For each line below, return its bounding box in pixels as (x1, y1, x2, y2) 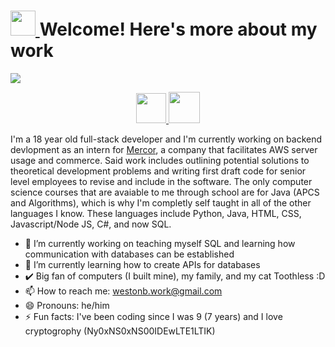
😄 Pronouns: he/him (24, 299, 110, 311)
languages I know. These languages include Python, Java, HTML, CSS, (10, 207, 302, 219)
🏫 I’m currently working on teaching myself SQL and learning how (24, 237, 296, 249)
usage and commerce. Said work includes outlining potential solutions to (10, 154, 310, 166)
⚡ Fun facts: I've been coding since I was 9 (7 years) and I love (24, 310, 283, 322)
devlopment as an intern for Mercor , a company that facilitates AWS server (10, 143, 318, 155)
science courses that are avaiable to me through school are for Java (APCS (10, 186, 320, 198)
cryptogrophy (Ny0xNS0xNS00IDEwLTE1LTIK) (24, 325, 216, 337)
